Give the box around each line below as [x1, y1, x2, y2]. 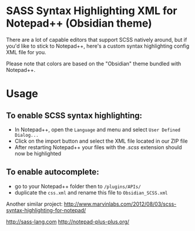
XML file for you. [6, 48, 46, 55]
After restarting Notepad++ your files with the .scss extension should [14, 143, 182, 151]
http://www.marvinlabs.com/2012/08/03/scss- [63, 200, 177, 207]
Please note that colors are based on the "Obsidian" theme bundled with [6, 60, 181, 67]
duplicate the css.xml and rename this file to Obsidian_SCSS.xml [14, 189, 169, 196]
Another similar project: [6, 200, 63, 207]
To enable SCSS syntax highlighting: [6, 110, 143, 120]
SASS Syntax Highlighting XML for [6, 4, 177, 18]
